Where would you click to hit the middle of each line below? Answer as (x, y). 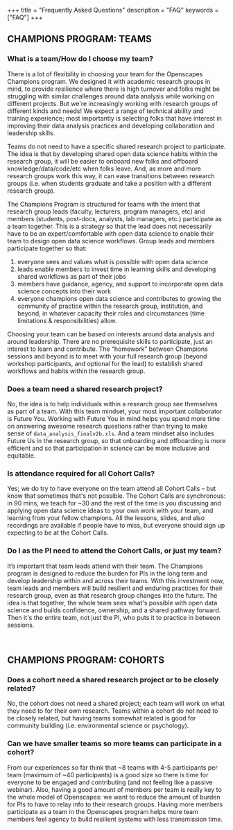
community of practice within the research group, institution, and (110, 306)
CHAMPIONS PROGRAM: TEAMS (80, 39)
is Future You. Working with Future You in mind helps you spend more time (114, 418)
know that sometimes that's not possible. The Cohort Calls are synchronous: (116, 496)
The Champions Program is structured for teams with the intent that (104, 204)
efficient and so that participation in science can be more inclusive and (108, 448)
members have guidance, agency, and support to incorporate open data (120, 284)
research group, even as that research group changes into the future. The (112, 595)
